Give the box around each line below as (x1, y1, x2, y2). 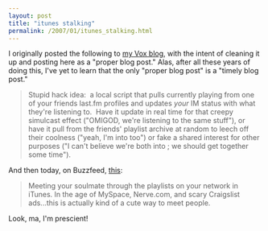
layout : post (8, 11, 52, 20)
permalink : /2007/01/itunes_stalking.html (8, 27, 153, 35)
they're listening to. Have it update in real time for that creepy (27, 107, 233, 117)
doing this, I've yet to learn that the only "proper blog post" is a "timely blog (8, 66, 259, 76)
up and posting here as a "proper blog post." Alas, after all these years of (8, 57, 251, 67)
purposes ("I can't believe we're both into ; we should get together (27, 142, 249, 151)
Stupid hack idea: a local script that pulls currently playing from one (27, 90, 255, 100)
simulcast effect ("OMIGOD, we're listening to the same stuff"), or (27, 116, 245, 126)
